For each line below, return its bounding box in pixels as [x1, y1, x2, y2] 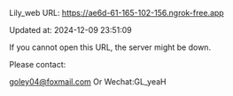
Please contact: [9, 60, 66, 69]
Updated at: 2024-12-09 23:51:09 [9, 25, 133, 35]
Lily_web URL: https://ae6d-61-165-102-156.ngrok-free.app [9, 8, 224, 18]
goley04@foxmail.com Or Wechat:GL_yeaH [9, 76, 167, 87]
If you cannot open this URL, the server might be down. [9, 42, 211, 52]
